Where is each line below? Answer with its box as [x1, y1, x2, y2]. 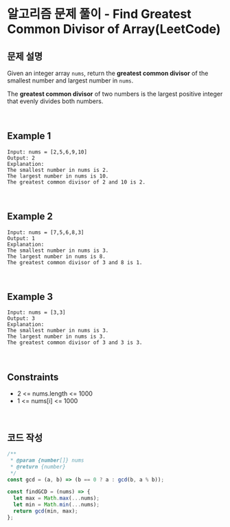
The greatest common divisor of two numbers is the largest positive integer [7, 90, 223, 98]
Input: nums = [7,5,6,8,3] [7, 228, 84, 236]
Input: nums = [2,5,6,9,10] [7, 149, 88, 155]
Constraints [7, 371, 59, 383]
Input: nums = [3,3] [7, 309, 67, 316]
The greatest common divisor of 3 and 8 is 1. [7, 259, 143, 266]
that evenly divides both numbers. [7, 97, 104, 105]
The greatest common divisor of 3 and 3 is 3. [7, 339, 143, 346]
